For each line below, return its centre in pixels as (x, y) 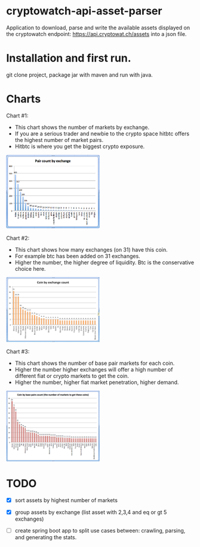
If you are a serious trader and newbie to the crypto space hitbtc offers (102, 134)
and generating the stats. (46, 537)
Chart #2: (18, 238)
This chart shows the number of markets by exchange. (82, 127)
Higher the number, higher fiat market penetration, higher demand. (97, 382)
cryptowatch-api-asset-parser (84, 11)
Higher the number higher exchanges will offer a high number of (94, 370)
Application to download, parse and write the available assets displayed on (98, 28)
